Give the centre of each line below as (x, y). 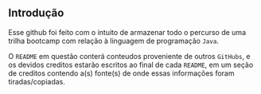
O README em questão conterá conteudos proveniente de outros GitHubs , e (129, 56)
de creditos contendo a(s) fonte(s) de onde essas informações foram (121, 73)
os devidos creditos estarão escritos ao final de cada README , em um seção (131, 65)
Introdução (36, 13)
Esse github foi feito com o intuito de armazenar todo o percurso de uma (127, 32)
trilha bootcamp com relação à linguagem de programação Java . (113, 41)
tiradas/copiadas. (37, 81)
